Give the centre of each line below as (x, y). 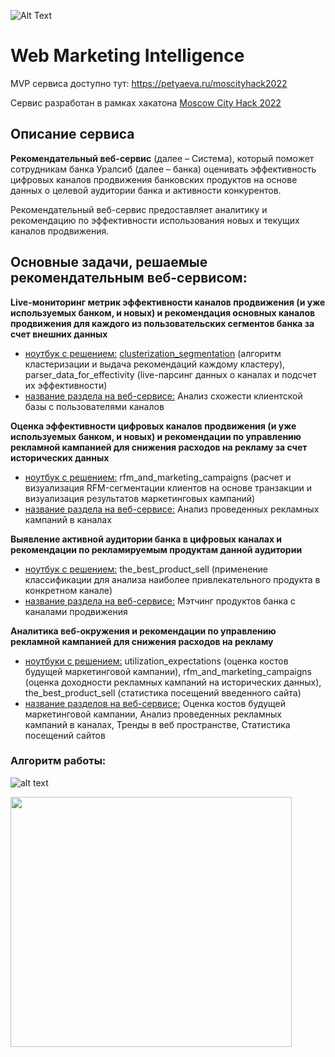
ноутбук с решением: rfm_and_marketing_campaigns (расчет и (158, 477)
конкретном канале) (68, 590)
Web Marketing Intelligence (127, 56)
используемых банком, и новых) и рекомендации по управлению (156, 436)
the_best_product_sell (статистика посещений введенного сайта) (163, 692)
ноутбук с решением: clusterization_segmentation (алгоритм (153, 353)
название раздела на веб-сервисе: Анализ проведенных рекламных (172, 509)
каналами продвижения (76, 611)
